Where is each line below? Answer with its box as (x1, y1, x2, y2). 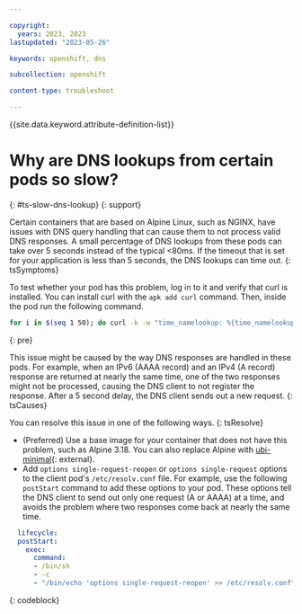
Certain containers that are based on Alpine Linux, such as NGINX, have (9, 217, 276, 227)
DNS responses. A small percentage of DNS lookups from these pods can (9, 236, 283, 246)
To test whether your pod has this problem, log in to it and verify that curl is (9, 281, 289, 292)
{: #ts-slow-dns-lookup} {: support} (9, 199, 142, 209)
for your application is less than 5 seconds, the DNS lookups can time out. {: (9, 254, 291, 265)
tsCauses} (9, 399, 48, 410)
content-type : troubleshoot (9, 86, 115, 95)
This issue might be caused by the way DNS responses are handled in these (9, 351, 292, 362)
